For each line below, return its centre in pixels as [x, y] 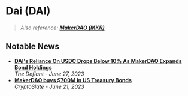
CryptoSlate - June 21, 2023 [49, 86]
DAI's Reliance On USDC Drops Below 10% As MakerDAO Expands [98, 61]
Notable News [33, 46]
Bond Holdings [33, 67]
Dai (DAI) [28, 11]
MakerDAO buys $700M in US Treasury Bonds [73, 80]
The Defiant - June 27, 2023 [49, 74]
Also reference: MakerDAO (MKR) [63, 28]
